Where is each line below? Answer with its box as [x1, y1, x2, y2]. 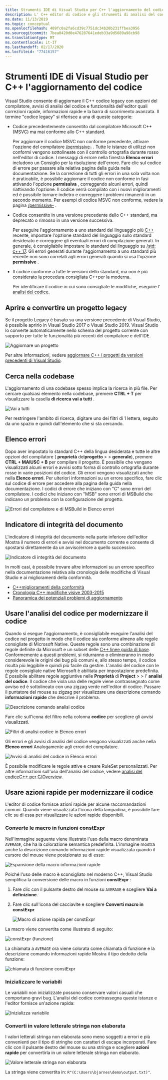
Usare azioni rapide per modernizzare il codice [5, 788, 153, 796]
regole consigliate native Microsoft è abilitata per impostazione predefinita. [5, 668, 159, 674]
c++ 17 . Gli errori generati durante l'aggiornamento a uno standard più [12, 248, 156, 254]
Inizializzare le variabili [5, 978, 62, 985]
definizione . [12, 891, 38, 897]
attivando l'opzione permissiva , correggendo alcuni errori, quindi [12, 181, 148, 187]
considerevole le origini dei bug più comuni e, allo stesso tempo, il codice [5, 657, 156, 663]
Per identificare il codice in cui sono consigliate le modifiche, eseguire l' [12, 284, 160, 290]
